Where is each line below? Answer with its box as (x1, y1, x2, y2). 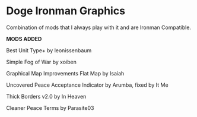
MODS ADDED (6, 35, 42, 42)
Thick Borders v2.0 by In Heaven (6, 93, 87, 100)
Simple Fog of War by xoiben (6, 58, 77, 65)
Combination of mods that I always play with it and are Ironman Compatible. (6, 24, 192, 31)
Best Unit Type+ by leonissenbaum (6, 46, 92, 54)
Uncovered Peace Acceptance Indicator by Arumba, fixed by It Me (6, 81, 169, 88)
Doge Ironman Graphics (6, 4, 126, 18)
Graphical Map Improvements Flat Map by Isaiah (6, 69, 125, 77)
